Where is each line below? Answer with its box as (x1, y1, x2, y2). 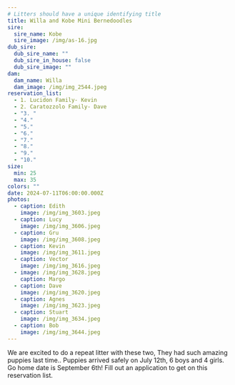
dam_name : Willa (14, 76, 62, 84)
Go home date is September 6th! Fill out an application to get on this (7, 363, 208, 371)
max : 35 (14, 176, 37, 183)
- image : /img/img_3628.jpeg (14, 269, 101, 276)
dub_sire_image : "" (14, 63, 72, 71)
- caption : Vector (14, 256, 69, 263)
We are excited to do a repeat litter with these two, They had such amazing (7, 348, 228, 356)
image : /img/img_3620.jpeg (20, 289, 101, 296)
